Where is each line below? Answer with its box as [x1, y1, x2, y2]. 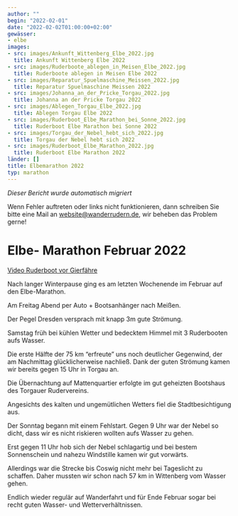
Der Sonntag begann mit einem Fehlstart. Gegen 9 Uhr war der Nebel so [7, 421, 219, 430]
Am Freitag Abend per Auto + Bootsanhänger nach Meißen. [7, 301, 181, 309]
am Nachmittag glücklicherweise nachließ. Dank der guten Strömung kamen [7, 357, 230, 366]
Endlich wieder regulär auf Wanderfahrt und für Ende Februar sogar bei [7, 493, 217, 501]
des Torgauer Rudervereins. [7, 386, 90, 394]
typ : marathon [7, 168, 50, 176]
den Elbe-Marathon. [7, 287, 66, 296]
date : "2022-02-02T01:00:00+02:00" [7, 23, 113, 31]
